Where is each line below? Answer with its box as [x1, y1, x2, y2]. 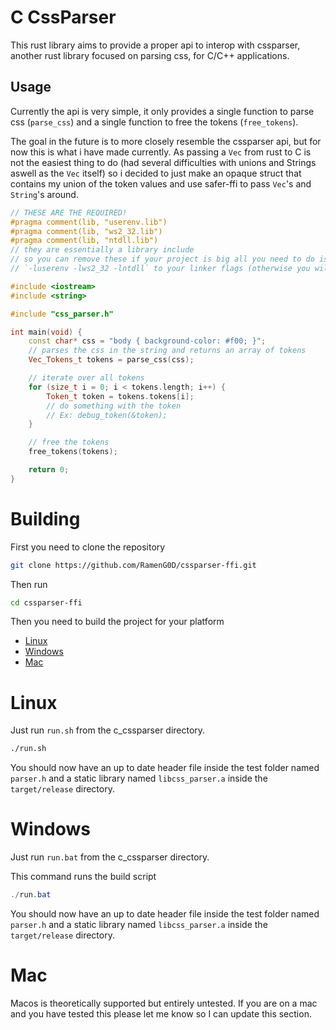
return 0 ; [28, 465, 70, 475]
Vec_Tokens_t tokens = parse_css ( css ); [28, 355, 195, 365]
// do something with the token [46, 401, 182, 411]
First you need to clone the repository [10, 541, 166, 553]
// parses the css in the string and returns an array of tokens [28, 346, 307, 356]
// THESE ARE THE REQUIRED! [10, 207, 128, 218]
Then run [10, 578, 48, 590]
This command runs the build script [10, 871, 157, 883]
